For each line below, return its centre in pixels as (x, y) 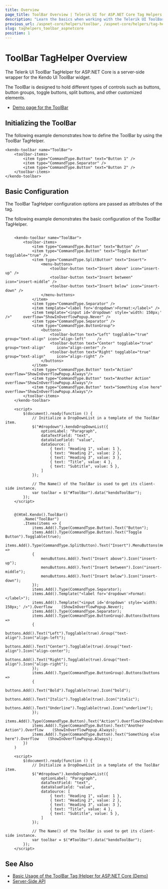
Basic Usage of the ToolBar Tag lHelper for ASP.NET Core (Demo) (80, 876)
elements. (15, 97)
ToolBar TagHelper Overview (66, 58)
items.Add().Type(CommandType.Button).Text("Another (88, 726)
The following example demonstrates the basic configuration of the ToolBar (83, 218)
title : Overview (22, 10)
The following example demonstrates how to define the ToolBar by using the (84, 135)
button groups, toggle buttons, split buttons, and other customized (73, 92)
